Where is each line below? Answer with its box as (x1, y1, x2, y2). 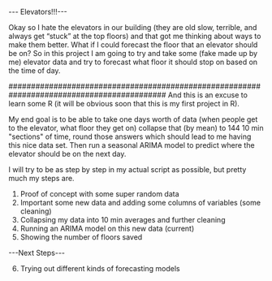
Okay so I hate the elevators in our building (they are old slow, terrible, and (8, 23, 257, 32)
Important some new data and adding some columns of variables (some (19, 198, 261, 207)
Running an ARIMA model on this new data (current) (19, 223, 195, 233)
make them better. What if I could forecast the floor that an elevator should (8, 40, 258, 50)
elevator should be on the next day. (8, 149, 127, 158)
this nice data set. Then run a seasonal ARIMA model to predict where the (8, 140, 255, 149)
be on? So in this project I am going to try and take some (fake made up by (8, 49, 258, 58)
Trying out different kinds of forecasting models (19, 264, 180, 273)
